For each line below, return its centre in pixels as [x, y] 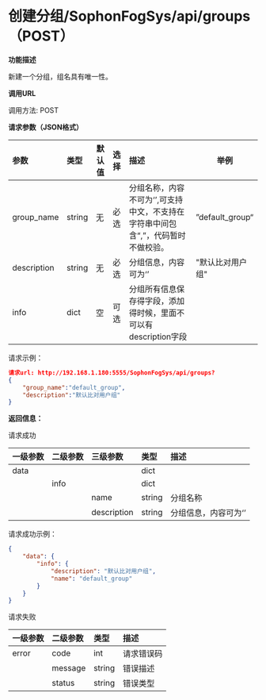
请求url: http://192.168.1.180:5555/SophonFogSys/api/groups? [112, 373]
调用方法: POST [34, 110]
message [69, 668]
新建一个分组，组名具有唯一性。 [60, 76]
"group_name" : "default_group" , [74, 387]
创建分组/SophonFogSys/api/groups [129, 16]
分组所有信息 [153, 289]
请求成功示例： [32, 534]
